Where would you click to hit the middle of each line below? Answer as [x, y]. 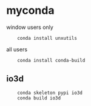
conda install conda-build [51, 60]
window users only [30, 27]
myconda [30, 11]
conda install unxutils [47, 38]
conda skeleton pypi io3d [50, 93]
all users [17, 49]
